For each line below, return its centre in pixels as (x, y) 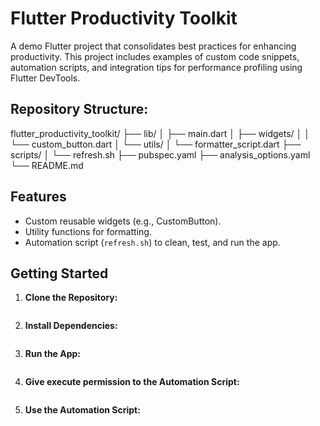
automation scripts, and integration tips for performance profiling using (156, 67)
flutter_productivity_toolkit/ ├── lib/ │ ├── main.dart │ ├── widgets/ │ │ (160, 133)
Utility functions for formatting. (88, 231)
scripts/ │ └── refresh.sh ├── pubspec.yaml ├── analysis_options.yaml (160, 154)
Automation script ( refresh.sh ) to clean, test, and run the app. (152, 242)
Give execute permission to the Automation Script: (132, 382)
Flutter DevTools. (45, 78)
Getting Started (59, 273)
